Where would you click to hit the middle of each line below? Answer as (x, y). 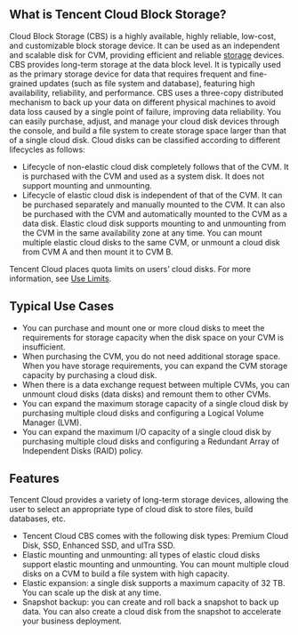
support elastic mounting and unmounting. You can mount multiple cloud (155, 565)
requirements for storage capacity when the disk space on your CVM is (153, 337)
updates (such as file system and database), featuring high (147, 83)
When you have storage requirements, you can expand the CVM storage (155, 366)
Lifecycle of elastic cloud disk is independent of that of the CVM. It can (152, 195)
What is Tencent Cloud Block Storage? (118, 15)
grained (24, 83)
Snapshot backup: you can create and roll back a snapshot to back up (150, 602)
